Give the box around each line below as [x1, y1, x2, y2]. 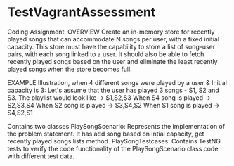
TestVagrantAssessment [7, 4, 156, 20]
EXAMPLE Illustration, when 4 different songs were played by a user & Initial [7, 78, 227, 87]
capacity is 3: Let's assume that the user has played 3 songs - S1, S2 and [7, 86, 219, 94]
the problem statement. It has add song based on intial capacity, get [7, 129, 204, 138]
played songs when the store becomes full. [7, 65, 132, 73]
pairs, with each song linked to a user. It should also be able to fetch [7, 50, 204, 58]
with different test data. [7, 152, 75, 160]
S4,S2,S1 [7, 108, 33, 117]
